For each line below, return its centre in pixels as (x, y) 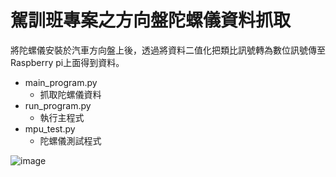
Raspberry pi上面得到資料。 (67, 62)
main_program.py (61, 82)
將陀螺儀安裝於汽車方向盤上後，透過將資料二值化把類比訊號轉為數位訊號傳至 (168, 50)
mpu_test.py (50, 128)
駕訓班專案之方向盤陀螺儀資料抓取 (151, 20)
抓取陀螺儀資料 (70, 94)
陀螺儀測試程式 (70, 140)
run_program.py (58, 105)
